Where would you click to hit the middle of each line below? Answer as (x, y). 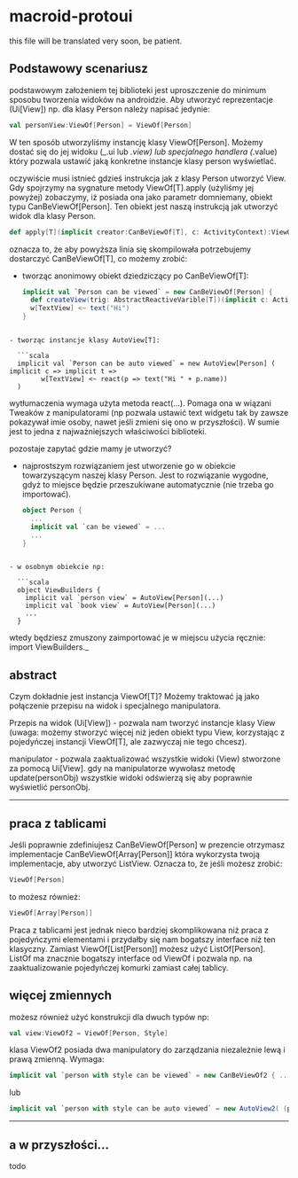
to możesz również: (45, 896)
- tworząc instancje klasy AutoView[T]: (85, 340)
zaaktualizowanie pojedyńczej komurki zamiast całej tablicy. (119, 967)
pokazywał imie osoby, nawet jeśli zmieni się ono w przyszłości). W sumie (145, 422)
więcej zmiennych (61, 996)
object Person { (52, 511)
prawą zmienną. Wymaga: (57, 1059)
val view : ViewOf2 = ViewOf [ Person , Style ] (89, 1033)
